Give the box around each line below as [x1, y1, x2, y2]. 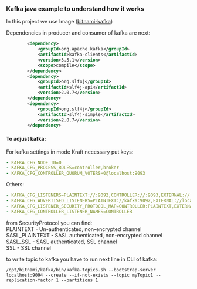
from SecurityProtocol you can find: [6, 219, 93, 226]
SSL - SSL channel [6, 244, 52, 251]
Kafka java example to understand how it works [6, 5, 145, 13]
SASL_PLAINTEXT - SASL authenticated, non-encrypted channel [6, 232, 163, 239]
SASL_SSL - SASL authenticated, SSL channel [6, 238, 117, 245]
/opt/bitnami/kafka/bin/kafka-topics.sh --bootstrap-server [6, 267, 157, 273]
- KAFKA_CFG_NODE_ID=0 [6, 159, 62, 165]
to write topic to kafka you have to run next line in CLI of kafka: [6, 256, 158, 263]
